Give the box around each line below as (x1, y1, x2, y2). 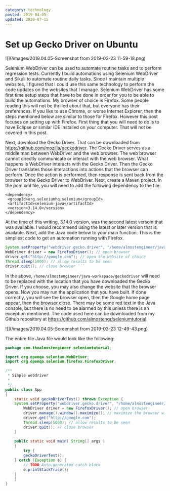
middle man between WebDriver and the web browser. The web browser (5, 150, 157, 156)
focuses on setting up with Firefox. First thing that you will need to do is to (5, 119, 159, 125)
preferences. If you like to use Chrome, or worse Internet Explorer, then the (5, 108, 162, 114)
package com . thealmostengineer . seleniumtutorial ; (5, 345, 112, 350)
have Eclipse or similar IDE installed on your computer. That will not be (5, 125, 152, 131)
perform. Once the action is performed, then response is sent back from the (5, 172, 163, 178)
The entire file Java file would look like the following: (5, 335, 115, 342)
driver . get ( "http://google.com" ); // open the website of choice (5, 254, 146, 260)
